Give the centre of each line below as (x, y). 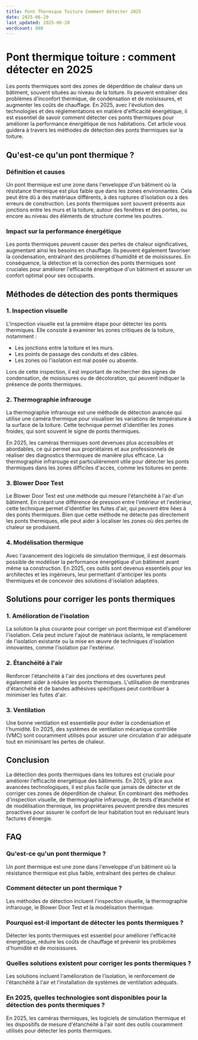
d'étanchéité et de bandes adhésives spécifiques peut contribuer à (88, 688)
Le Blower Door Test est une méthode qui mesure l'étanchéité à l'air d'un (95, 496)
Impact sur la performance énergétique (64, 231)
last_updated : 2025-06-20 (38, 22)
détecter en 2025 (50, 70)
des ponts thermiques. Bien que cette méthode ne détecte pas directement (98, 515)
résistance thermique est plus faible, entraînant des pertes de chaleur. (92, 873)
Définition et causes (35, 172)
